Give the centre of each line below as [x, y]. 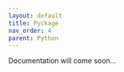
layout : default [35, 16]
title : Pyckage [34, 23]
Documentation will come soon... [62, 61]
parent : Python [34, 38]
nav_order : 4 [30, 30]
